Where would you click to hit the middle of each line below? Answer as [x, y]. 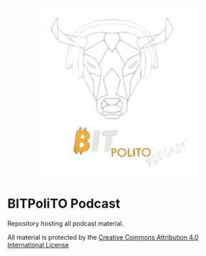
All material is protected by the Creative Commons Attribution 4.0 [103, 237]
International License [38, 245]
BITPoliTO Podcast [64, 204]
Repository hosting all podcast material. [66, 223]
